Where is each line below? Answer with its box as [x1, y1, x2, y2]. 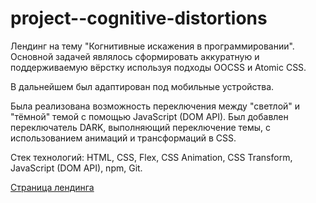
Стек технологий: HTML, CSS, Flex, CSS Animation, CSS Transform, [10, 151, 293, 163]
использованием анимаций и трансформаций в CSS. [10, 132, 237, 144]
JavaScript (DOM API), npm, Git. [10, 162, 143, 174]
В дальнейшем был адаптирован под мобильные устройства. [10, 80, 275, 92]
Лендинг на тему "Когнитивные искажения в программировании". [10, 40, 295, 52]
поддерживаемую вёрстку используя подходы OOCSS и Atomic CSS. [10, 61, 307, 73]
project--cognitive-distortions [10, 7, 268, 30]
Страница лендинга [10, 181, 95, 193]
